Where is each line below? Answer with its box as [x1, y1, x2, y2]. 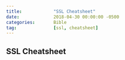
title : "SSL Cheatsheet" [6, 8, 96, 15]
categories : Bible [6, 19, 67, 25]
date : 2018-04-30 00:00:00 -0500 [6, 14, 119, 20]
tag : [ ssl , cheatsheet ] [6, 24, 99, 31]
